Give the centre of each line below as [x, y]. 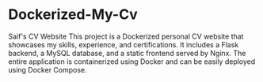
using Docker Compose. [48, 69]
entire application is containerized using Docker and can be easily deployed [132, 61]
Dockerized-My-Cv [73, 15]
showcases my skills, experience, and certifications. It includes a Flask [124, 44]
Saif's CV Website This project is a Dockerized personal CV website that [126, 36]
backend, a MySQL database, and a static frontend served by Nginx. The [127, 53]
